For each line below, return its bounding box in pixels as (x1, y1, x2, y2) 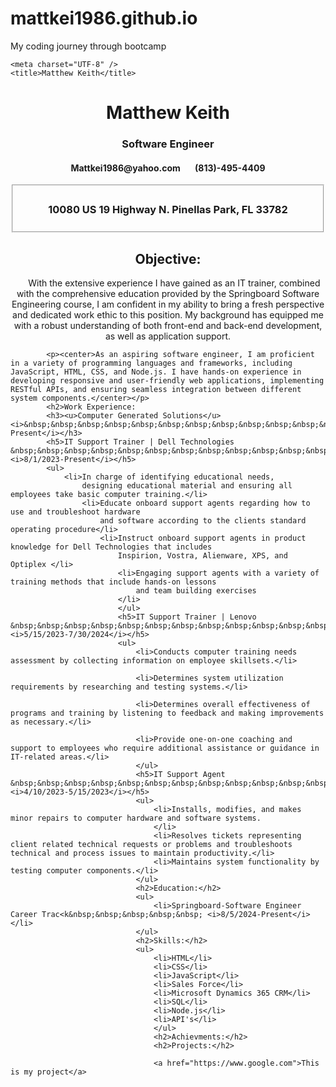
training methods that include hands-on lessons (10, 577, 217, 587)
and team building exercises (135, 586, 257, 596)
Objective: (134, 250, 202, 267)
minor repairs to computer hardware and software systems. (10, 813, 262, 823)
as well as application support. (104, 330, 232, 342)
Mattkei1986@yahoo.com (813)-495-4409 (70, 162, 266, 174)
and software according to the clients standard (99, 516, 307, 526)
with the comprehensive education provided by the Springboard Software (16, 288, 320, 299)
